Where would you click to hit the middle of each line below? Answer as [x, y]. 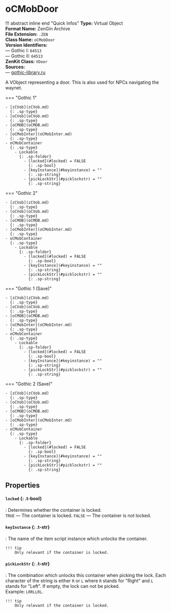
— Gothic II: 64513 [24, 56]
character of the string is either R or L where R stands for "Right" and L [79, 581]
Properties [23, 485]
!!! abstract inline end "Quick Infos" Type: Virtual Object [64, 23]
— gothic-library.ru [25, 72]
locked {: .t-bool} [24, 498]
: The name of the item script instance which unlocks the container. [77, 538]
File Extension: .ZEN [27, 34]
